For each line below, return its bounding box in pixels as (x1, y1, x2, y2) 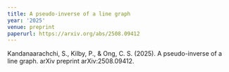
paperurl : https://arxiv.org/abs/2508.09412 (7, 30, 140, 37)
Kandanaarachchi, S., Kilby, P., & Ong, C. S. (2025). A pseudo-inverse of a (7, 49, 223, 58)
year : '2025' (7, 17, 46, 24)
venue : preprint (7, 23, 55, 30)
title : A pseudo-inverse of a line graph (7, 10, 131, 18)
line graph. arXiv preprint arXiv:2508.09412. (7, 57, 135, 66)
